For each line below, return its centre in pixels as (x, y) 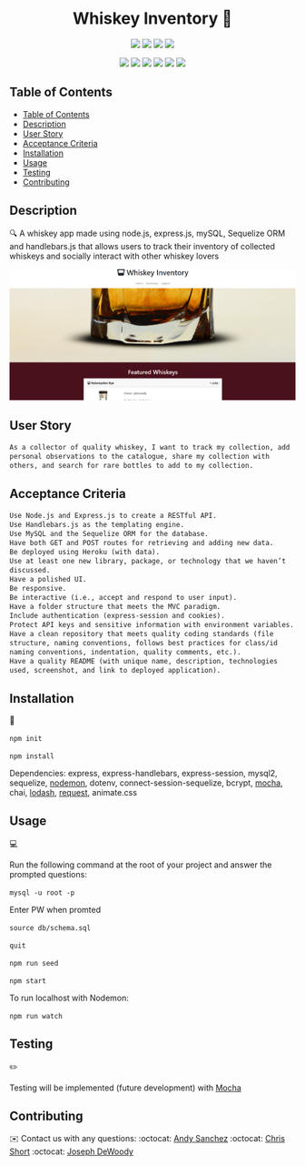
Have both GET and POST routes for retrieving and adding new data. (142, 543)
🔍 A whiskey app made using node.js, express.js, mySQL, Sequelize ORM (148, 233)
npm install (32, 756)
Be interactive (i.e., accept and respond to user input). (123, 598)
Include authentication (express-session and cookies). (117, 616)
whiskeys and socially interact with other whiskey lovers (114, 256)
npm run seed (34, 963)
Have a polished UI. (49, 580)
